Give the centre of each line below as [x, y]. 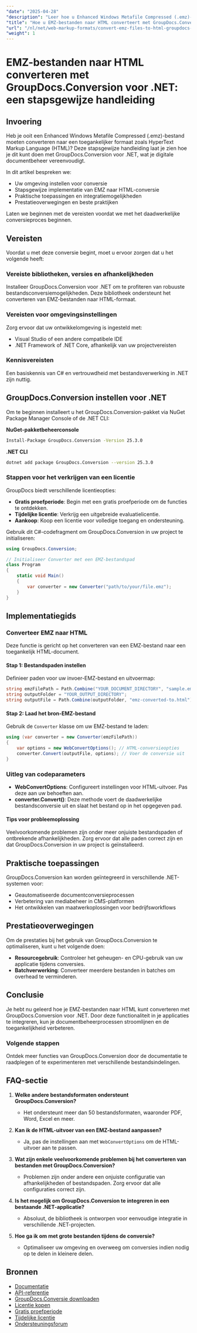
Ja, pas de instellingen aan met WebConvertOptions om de [92, 1141]
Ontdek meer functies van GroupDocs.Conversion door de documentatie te [97, 1055]
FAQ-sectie [27, 1080]
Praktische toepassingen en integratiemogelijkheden [78, 196]
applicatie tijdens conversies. [50, 964]
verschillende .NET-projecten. [59, 1224]
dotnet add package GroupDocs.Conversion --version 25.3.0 [80, 462]
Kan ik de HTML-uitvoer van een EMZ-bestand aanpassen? [88, 1130]
